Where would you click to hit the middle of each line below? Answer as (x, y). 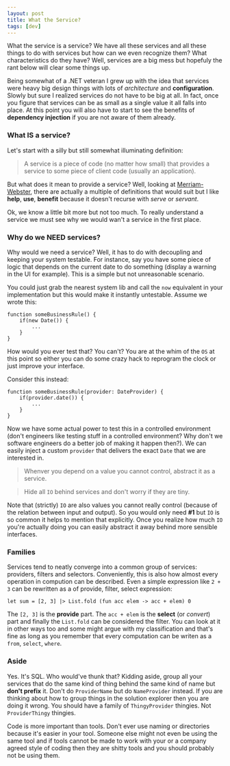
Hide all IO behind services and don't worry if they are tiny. (107, 491)
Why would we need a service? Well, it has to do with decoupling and (105, 252)
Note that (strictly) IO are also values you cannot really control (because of (112, 505)
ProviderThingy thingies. (42, 712)
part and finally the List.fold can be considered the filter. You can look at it (114, 622)
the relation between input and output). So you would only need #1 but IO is (114, 512)
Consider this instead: (38, 379)
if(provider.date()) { (52, 398)
